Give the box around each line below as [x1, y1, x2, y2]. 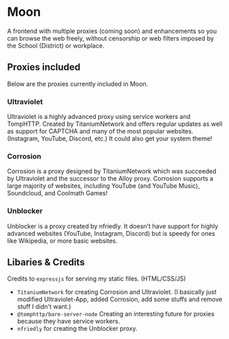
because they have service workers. [17, 317, 120, 325]
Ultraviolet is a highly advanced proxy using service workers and [7, 113, 190, 121]
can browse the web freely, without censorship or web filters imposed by [7, 34, 215, 42]
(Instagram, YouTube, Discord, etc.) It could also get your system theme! [7, 135, 212, 143]
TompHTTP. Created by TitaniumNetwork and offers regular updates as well [7, 120, 223, 128]
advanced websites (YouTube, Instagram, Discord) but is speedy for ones [7, 229, 215, 237]
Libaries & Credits [7, 256, 85, 268]
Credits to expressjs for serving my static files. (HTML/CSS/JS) [7, 274, 186, 283]
